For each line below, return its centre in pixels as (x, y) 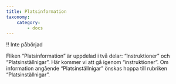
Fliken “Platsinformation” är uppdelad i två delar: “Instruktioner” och (88, 56)
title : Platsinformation (36, 11)
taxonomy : (18, 17)
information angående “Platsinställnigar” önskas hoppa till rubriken (87, 69)
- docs (35, 28)
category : (29, 22)
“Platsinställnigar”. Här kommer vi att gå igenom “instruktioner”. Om (87, 62)
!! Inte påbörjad (24, 45)
